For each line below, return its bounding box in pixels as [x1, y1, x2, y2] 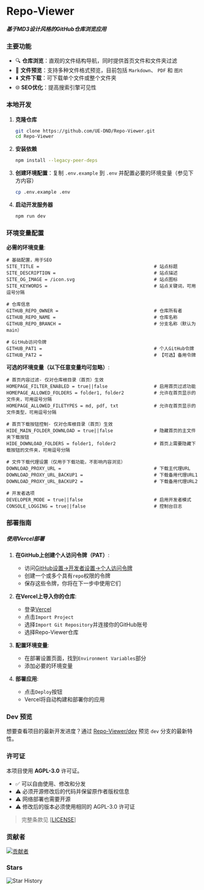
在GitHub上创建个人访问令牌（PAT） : [15, 552, 110, 559]
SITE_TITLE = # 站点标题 [6, 264, 178, 270]
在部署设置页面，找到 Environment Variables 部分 [24, 655, 147, 662]
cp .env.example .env [15, 189, 70, 195]
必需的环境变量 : [6, 244, 46, 251]
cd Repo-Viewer [15, 133, 54, 140]
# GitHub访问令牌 [6, 339, 47, 346]
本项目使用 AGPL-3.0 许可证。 [6, 767, 83, 774]
